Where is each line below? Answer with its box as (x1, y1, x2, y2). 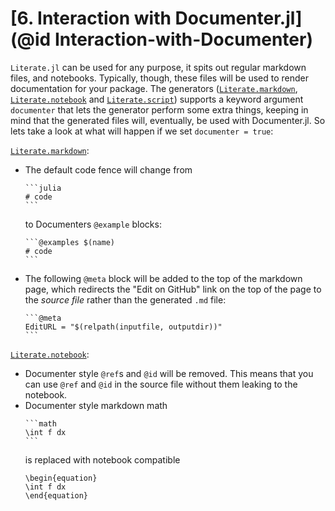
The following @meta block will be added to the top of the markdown (24, 272, 303, 284)
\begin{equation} (24, 473, 98, 483)
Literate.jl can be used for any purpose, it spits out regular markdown (10, 61, 307, 73)
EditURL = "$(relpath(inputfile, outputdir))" (24, 322, 223, 332)
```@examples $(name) (24, 237, 115, 247)
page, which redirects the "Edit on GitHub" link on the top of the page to (24, 283, 322, 295)
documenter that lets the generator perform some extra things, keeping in (10, 103, 309, 116)
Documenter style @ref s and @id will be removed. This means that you (24, 367, 314, 379)
